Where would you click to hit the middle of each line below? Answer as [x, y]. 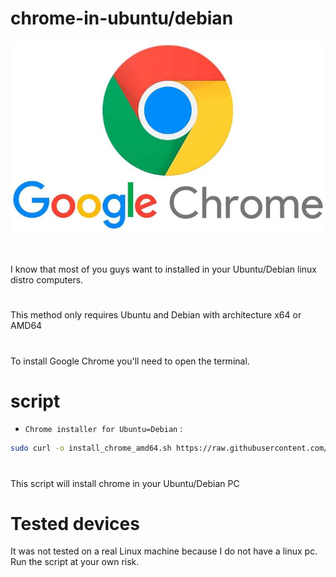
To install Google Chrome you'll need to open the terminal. [130, 361]
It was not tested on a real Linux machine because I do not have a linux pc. [164, 551]
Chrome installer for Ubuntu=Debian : [103, 429]
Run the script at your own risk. [75, 562]
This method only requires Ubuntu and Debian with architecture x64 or [156, 315]
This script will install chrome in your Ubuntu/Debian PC [125, 483]
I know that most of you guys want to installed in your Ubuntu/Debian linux [163, 269]
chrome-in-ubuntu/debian [122, 18]
